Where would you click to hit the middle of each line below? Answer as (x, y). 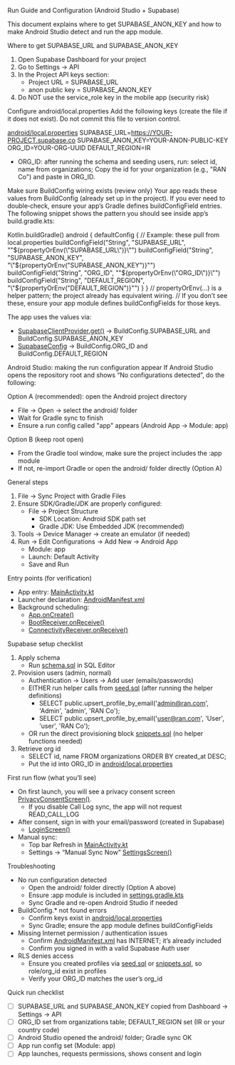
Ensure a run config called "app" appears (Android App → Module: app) (123, 425)
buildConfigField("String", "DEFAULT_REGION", (76, 280)
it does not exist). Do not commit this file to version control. (94, 119)
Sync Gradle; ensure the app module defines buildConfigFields (121, 925)
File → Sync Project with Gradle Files (72, 496)
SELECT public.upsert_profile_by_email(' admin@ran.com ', (124, 703)
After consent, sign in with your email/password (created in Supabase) (121, 822)
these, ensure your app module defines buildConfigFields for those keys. (114, 303)
